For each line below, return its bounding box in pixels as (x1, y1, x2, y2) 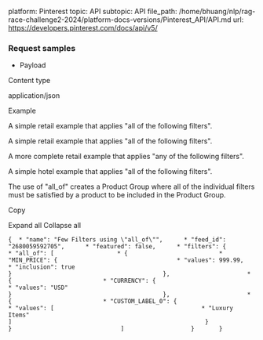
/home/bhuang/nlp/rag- (179, 7, 256, 16)
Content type (8, 76, 51, 85)
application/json (8, 91, 60, 100)
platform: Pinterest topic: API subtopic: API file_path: (8, 7, 178, 16)
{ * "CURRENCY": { (8, 277, 156, 285)
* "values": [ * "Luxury (8, 305, 234, 313)
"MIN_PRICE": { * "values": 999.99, (8, 256, 244, 265)
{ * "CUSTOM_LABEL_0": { (8, 298, 177, 306)
